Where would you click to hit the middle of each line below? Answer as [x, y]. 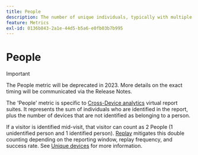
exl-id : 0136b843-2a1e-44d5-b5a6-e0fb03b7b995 [65, 28]
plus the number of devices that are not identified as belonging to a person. [98, 115]
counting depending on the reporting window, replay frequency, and [90, 140]
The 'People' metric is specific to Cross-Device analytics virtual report [92, 103]
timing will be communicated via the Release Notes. [69, 92]
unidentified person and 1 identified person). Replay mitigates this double [95, 133]
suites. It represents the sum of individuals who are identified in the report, [97, 109]
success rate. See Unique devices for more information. [74, 146]
